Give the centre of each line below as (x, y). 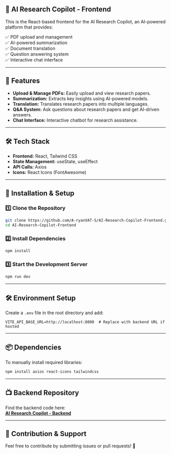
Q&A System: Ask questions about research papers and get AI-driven (86, 109)
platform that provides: (29, 27)
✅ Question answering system (37, 54)
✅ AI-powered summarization (36, 42)
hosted (12, 327)
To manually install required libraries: (44, 362)
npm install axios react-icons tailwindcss (52, 372)
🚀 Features (23, 81)
